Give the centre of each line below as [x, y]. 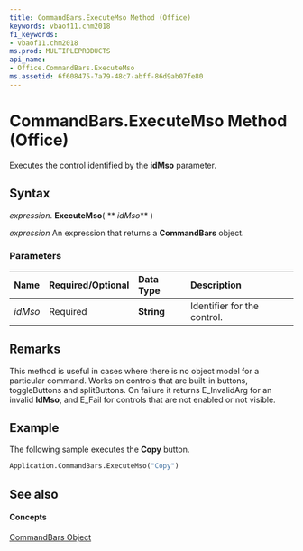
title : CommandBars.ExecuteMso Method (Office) [101, 18]
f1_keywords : [34, 34]
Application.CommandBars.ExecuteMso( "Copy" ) [94, 466]
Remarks [35, 349]
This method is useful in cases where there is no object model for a [134, 371]
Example [34, 428]
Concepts [28, 517]
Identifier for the [225, 306]
